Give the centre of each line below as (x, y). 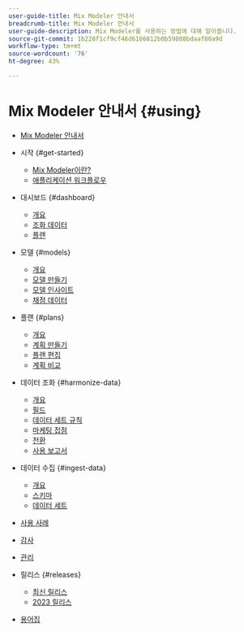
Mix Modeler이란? (62, 170)
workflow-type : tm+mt (45, 46)
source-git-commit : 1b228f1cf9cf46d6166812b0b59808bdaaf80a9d (116, 39)
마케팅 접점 (49, 430)
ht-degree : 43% (34, 62)
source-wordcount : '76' (49, 54)
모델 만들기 (49, 279)
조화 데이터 (49, 224)
